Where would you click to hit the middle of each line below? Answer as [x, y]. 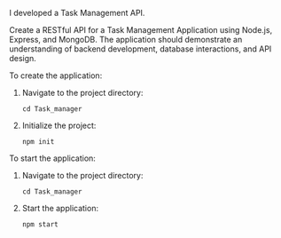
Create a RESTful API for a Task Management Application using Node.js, [141, 30]
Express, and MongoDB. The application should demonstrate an [126, 40]
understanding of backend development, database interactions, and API [140, 49]
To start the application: [52, 158]
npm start [40, 225]
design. [23, 58]
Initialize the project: [59, 125]
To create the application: [56, 75]
